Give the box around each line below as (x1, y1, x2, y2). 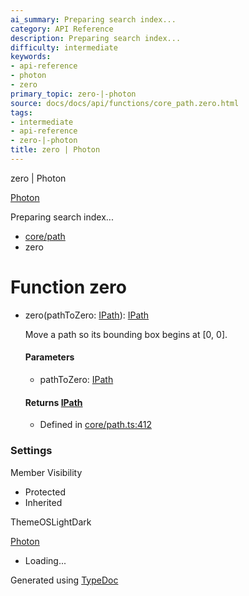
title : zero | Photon (10, 145, 101, 155)
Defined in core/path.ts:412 (39, 419, 152, 431)
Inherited (24, 496, 63, 508)
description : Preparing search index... (10, 33, 182, 43)
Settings (10, 444, 53, 458)
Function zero (10, 276, 127, 299)
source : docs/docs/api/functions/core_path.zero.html (10, 98, 240, 108)
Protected (24, 486, 66, 498)
